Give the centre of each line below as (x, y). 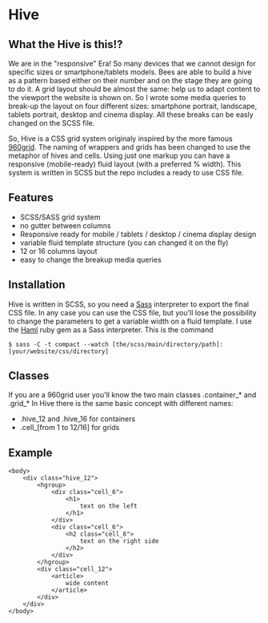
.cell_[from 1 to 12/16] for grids (70, 428)
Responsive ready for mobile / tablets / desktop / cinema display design (138, 234)
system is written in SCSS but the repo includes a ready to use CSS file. (126, 173)
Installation (37, 285)
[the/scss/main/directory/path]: (168, 344)
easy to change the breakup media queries (90, 259)
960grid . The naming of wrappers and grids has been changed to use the (129, 147)
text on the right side (119, 541)
